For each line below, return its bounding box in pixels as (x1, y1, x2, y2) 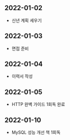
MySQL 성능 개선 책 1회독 (11, 129, 61, 136)
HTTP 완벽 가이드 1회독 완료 (11, 101, 65, 107)
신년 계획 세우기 (11, 17, 42, 23)
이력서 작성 (11, 73, 33, 80)
